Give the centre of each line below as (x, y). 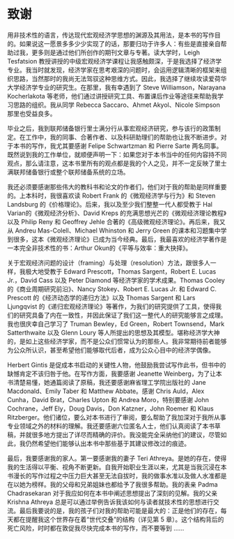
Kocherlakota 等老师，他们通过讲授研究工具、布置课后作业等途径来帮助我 (112, 96)
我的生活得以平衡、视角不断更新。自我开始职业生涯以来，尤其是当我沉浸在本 (117, 467)
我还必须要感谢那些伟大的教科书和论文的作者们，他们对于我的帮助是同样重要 (117, 186)
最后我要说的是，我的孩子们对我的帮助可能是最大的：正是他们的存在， (120, 510)
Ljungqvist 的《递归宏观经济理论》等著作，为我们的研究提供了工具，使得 (111, 306)
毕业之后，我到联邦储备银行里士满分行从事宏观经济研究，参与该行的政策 (111, 128)
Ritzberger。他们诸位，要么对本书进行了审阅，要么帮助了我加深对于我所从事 (117, 417)
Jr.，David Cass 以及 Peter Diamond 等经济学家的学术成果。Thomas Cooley (116, 280)
